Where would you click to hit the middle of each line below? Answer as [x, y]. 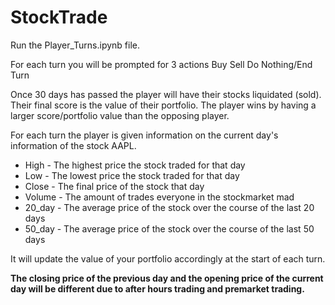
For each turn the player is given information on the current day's [144, 135]
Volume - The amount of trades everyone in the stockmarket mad [159, 197]
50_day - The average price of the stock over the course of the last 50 [169, 228]
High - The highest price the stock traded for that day [135, 165]
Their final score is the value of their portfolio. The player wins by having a [163, 105]
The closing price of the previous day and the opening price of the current [167, 278]
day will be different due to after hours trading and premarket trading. [157, 288]
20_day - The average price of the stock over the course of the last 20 [169, 207]
